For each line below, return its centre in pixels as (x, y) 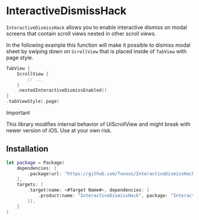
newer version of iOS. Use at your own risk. (59, 131)
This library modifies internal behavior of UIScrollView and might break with (98, 124)
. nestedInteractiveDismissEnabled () (62, 90)
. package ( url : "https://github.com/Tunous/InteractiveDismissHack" (112, 174)
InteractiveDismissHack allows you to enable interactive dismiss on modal (97, 27)
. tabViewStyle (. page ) (33, 102)
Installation (27, 149)
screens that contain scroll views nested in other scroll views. (81, 33)
